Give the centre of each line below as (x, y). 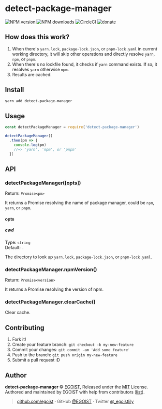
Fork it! (19, 339)
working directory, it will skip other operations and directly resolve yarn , (83, 54)
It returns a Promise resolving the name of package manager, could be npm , (80, 203)
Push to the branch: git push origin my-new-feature (65, 355)
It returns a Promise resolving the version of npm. (54, 289)
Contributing (25, 328)
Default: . (15, 247)
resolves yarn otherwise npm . (40, 69)
